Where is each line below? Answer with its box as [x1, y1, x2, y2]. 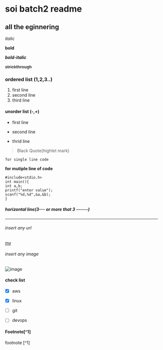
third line [12, 97, 30, 103]
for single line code [5, 157, 49, 162]
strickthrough [5, 64, 32, 70]
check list [5, 277, 25, 283]
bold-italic [5, 54, 27, 60]
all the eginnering [5, 23, 59, 31]
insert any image [5, 251, 39, 257]
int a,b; [5, 183, 23, 188]
